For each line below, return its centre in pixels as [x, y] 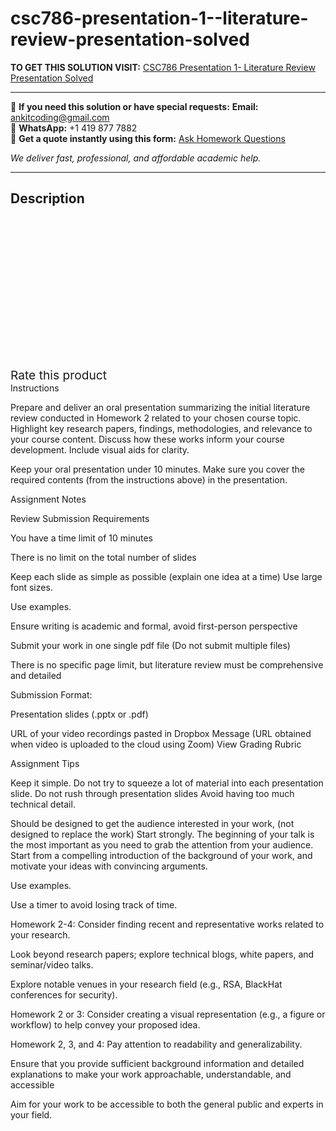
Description [47, 198]
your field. [31, 1114]
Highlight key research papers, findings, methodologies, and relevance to [161, 428]
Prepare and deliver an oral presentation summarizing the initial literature [160, 407]
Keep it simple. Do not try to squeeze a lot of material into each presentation [167, 783]
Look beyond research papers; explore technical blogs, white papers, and [162, 954]
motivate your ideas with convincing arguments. [109, 866]
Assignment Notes [48, 499]
